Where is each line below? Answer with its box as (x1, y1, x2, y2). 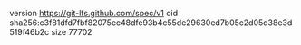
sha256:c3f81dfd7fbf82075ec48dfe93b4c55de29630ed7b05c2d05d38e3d (9, 17, 293, 28)
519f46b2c (9, 27, 50, 37)
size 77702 (51, 27, 92, 37)
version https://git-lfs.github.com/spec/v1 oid (9, 8, 179, 18)
